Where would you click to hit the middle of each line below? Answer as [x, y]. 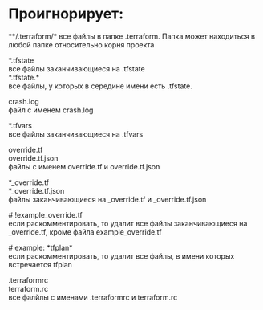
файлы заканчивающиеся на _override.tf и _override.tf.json [107, 199]
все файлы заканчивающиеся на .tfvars [76, 134]
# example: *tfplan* [41, 247]
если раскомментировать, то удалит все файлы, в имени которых [121, 256]
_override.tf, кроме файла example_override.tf [85, 232]
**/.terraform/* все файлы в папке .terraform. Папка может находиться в [131, 36]
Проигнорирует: [66, 14]
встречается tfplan [40, 264]
